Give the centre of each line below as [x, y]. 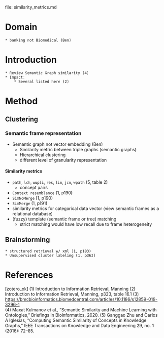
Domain [21, 27]
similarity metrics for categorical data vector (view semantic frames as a [85, 208]
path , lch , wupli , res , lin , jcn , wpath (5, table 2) [60, 182]
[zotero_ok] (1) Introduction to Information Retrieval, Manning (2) [70, 289]
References [29, 275]
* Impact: [15, 77]
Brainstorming [28, 240]
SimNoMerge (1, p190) [33, 198]
